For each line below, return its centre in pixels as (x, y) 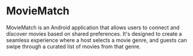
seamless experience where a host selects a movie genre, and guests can (96, 40)
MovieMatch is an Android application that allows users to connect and (93, 27)
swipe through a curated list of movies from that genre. (74, 46)
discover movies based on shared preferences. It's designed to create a (94, 33)
